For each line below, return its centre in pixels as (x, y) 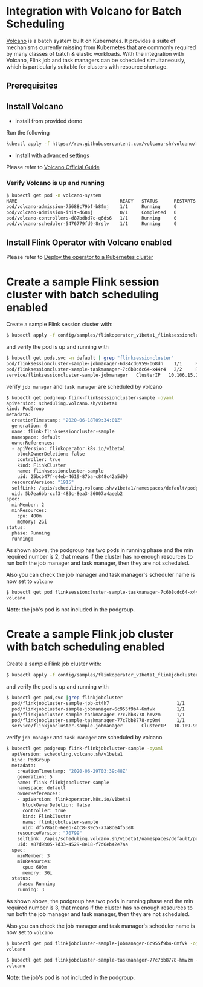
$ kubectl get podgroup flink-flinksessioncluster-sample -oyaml (90, 398)
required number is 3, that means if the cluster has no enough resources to (100, 908)
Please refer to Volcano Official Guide (53, 167)
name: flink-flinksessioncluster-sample (63, 431)
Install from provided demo (49, 121)
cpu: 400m (30, 516)
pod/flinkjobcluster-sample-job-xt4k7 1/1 (98, 703)
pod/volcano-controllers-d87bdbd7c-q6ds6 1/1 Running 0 (92, 218)
